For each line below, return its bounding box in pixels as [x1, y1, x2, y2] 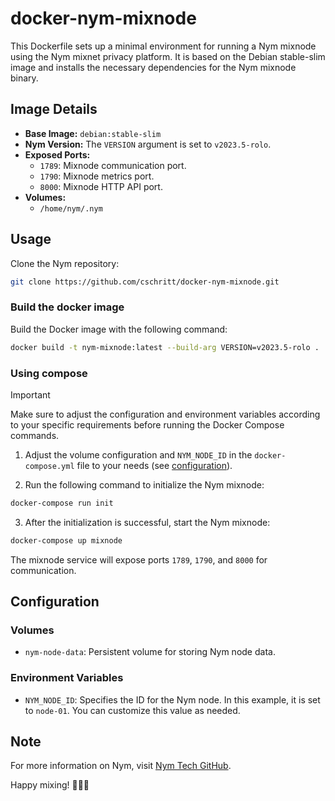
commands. [10, 429, 60, 441]
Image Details [10, 101, 98, 118]
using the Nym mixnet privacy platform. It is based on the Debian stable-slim [10, 50, 326, 62]
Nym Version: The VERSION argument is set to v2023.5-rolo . [24, 138, 272, 150]
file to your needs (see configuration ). [76, 459, 233, 471]
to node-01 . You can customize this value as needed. [24, 704, 241, 716]
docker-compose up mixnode [10, 535, 123, 546]
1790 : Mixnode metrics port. [39, 170, 155, 182]
